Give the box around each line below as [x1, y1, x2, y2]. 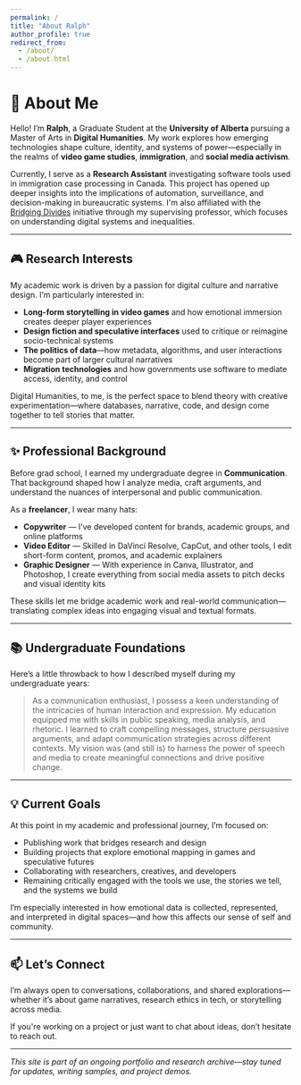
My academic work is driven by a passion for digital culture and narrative [10, 279, 279, 291]
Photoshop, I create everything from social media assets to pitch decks [22, 569, 285, 580]
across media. [10, 1004, 63, 1014]
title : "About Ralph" [10, 21, 91, 30]
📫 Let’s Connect [10, 956, 105, 971]
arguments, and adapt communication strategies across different [31, 733, 272, 744]
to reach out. [10, 1030, 57, 1041]
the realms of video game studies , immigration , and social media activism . [10, 151, 291, 162]
